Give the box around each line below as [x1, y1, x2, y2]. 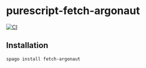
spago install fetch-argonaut [6, 56, 81, 62]
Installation [6, 40, 48, 50]
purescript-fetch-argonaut [6, 4, 140, 18]
